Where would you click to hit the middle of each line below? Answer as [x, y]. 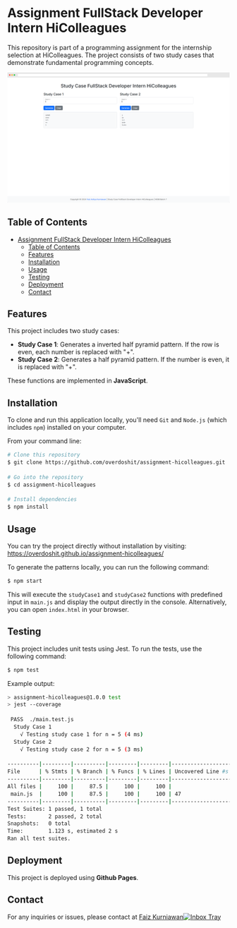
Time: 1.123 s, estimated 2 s [63, 831]
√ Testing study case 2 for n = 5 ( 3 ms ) [81, 749]
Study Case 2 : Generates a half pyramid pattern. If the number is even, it [123, 360]
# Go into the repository [45, 477]
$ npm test [23, 670]
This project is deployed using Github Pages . [73, 877]
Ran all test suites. [39, 839]
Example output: [31, 683]
